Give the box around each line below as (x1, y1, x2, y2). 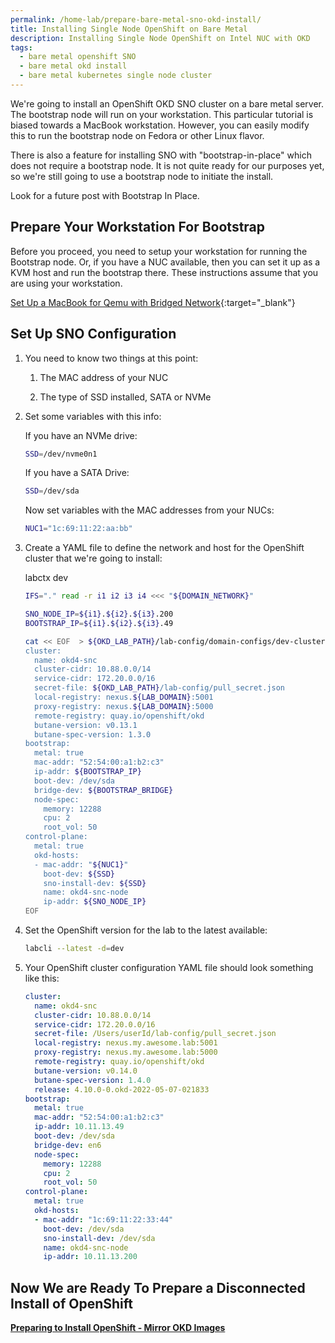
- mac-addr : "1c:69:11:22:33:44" (34, 1214, 174, 1225)
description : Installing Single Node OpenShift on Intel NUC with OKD (10, 33, 311, 43)
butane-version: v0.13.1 (34, 720, 138, 730)
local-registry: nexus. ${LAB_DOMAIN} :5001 (34, 692, 214, 702)
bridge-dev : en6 (34, 1140, 102, 1150)
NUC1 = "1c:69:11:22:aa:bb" (24, 524, 133, 534)
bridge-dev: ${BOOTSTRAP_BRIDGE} (34, 785, 174, 795)
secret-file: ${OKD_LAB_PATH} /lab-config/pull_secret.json (34, 683, 286, 693)
